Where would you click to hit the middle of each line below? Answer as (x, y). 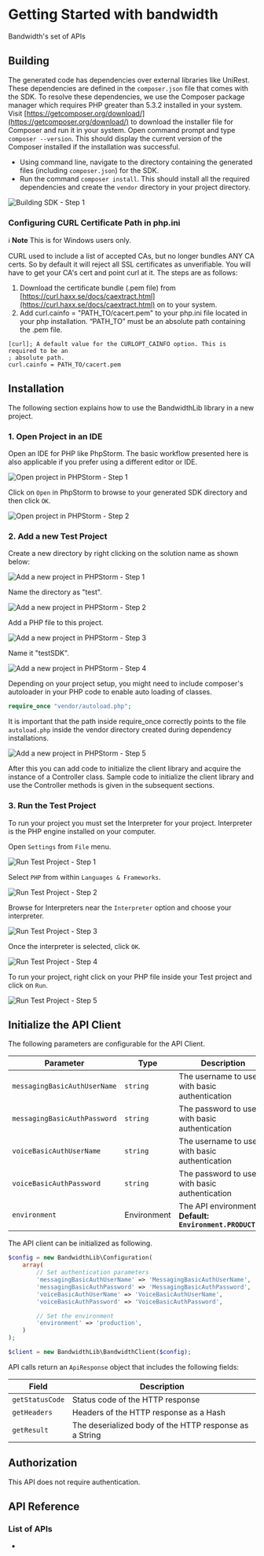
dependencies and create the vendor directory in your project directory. (135, 187)
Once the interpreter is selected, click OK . (75, 946)
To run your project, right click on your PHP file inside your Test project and (130, 977)
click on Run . (28, 985)
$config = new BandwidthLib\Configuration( (81, 1258)
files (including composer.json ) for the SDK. (89, 170)
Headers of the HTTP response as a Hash (149, 1412)
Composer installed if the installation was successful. (94, 146)
